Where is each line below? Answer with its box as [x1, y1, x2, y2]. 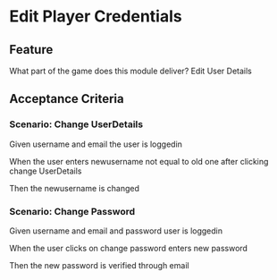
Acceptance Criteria [9, 91, 124, 106]
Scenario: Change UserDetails [9, 118, 144, 131]
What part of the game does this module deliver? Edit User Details [9, 65, 252, 76]
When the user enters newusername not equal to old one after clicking [9, 156, 269, 166]
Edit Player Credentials [9, 6, 182, 27]
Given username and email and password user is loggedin [9, 225, 223, 236]
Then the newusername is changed [9, 182, 140, 193]
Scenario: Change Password [9, 205, 136, 217]
